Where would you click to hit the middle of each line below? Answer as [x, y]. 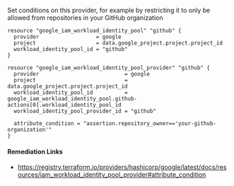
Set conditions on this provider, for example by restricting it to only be [109, 10]
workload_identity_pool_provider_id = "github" [85, 111]
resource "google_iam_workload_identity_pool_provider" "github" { [109, 68]
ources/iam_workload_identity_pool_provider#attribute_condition [112, 175]
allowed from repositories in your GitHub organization [86, 18]
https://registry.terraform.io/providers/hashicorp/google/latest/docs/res [122, 167]
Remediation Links [35, 151]
